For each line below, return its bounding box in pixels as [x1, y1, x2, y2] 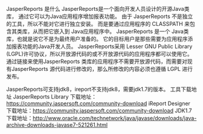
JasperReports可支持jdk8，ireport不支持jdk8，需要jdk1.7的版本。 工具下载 [6, 86, 192, 93]
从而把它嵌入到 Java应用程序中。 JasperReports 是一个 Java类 [32, 28, 189, 35]
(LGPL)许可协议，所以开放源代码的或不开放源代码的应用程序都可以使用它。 [6, 50, 193, 57]
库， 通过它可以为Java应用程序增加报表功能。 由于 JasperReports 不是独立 [6, 13, 193, 20]
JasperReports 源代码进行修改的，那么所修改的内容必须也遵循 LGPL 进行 [11, 65, 193, 72]
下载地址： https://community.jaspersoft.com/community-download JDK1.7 [6, 107, 192, 114]
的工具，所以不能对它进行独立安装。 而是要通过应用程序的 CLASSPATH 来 [6, 20, 190, 27]
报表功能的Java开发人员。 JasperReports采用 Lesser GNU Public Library [11, 43, 193, 50]
